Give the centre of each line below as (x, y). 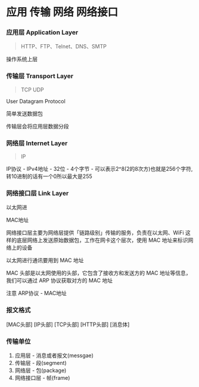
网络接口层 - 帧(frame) (42, 377)
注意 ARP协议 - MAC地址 (36, 293)
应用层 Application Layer (42, 32)
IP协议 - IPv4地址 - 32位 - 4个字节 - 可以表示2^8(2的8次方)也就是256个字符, (99, 169)
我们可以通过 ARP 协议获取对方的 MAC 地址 (60, 281)
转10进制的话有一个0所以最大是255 (49, 176)
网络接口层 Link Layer (38, 193)
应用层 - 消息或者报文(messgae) (54, 355)
